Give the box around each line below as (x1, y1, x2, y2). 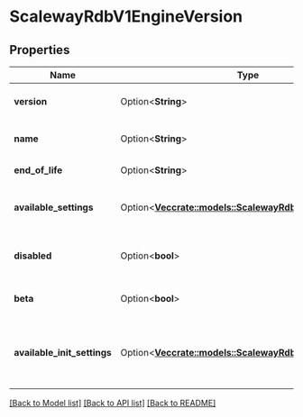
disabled (14, 249, 52, 262)
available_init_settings (14, 347, 113, 358)
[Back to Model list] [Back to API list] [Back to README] (9, 398, 216, 408)
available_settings (14, 201, 94, 213)
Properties (9, 42, 70, 58)
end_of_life (14, 164, 63, 177)
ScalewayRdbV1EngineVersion (9, 6, 243, 27)
